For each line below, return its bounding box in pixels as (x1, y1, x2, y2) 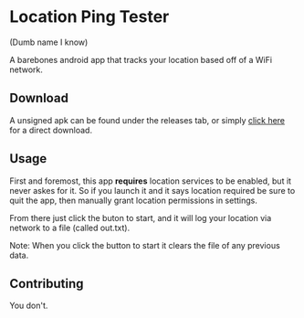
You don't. (9, 300, 48, 312)
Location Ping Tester (9, 6, 170, 27)
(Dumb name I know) (9, 37, 89, 48)
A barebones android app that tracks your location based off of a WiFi (9, 54, 272, 65)
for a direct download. (9, 124, 93, 135)
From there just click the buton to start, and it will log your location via (9, 212, 272, 223)
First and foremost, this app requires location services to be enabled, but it (9, 175, 292, 186)
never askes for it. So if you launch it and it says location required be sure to (9, 185, 296, 196)
